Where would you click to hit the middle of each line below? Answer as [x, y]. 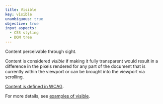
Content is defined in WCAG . [35, 86]
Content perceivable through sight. [41, 51]
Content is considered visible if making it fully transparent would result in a [81, 61]
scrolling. [14, 77]
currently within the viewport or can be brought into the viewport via [75, 71]
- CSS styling [24, 33]
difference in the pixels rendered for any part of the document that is [75, 66]
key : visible [19, 14]
